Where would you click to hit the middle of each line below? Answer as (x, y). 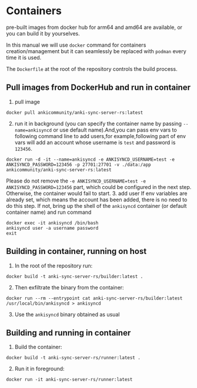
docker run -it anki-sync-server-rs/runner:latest (69, 380)
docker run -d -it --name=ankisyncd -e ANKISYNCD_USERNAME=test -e (91, 159)
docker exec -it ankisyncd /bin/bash (52, 223)
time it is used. (24, 57)
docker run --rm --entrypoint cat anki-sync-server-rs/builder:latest (94, 298)
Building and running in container (69, 333)
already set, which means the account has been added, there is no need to (97, 200)
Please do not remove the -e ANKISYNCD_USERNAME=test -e (76, 181)
